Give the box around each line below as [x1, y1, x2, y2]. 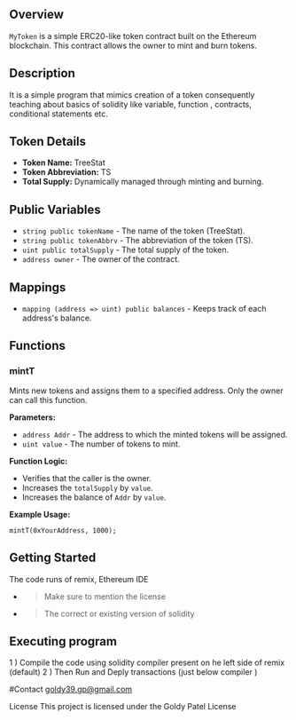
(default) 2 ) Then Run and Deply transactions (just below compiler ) [9, 667, 258, 677]
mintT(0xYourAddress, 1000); [9, 526, 117, 535]
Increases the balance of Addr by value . [21, 492, 167, 502]
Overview [9, 7, 65, 22]
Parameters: [9, 412, 56, 423]
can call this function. [9, 394, 88, 405]
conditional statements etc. [9, 108, 109, 119]
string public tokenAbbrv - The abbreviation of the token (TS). [21, 235, 254, 246]
